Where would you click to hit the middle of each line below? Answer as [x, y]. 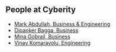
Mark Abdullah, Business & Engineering [62, 24]
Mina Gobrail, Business [42, 36]
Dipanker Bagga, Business [46, 30]
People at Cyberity [41, 10]
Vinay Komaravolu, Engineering [52, 43]
